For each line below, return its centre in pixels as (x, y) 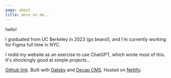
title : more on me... (28, 15)
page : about (18, 10)
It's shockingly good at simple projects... (48, 60)
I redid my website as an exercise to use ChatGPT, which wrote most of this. (85, 55)
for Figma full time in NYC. (33, 44)
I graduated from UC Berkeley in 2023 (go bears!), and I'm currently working (86, 39)
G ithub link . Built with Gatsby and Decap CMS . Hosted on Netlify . (74, 70)
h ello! (11, 29)
